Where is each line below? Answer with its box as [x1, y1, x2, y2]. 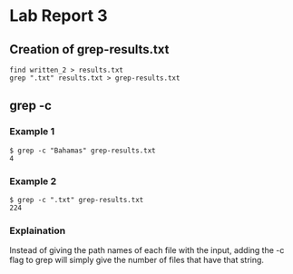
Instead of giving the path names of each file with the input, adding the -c [9, 245, 285, 256]
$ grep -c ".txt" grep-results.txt [9, 195, 144, 204]
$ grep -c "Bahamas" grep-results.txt [9, 146, 156, 155]
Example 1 [9, 125, 55, 138]
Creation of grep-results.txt [9, 42, 170, 57]
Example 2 [9, 174, 57, 187]
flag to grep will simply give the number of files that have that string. [9, 255, 265, 266]
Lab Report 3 [9, 5, 108, 26]
